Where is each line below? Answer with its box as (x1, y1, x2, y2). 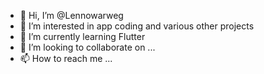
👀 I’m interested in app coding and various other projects (19, 20, 255, 32)
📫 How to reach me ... (19, 53, 113, 64)
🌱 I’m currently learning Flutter (19, 31, 146, 42)
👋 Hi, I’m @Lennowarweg (19, 10, 124, 21)
